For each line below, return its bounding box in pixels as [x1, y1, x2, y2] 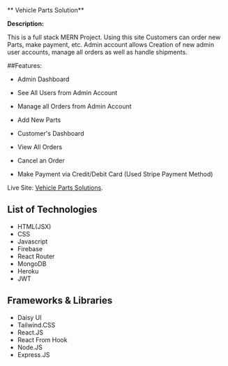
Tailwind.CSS [17, 321, 56, 329]
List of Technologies [7, 204, 98, 216]
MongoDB [17, 259, 47, 268]
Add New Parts [17, 115, 61, 124]
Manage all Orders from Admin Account [17, 102, 132, 111]
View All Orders [17, 143, 63, 151]
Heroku [17, 267, 39, 275]
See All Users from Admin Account [17, 89, 118, 97]
